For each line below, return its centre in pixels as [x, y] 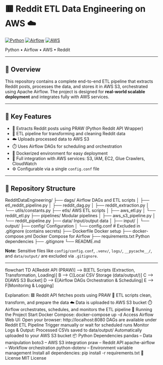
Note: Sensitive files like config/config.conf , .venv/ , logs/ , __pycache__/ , [79, 251]
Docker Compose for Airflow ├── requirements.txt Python [91, 236]
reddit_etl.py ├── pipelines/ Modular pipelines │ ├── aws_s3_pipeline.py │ [80, 216]
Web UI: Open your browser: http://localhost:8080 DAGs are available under [81, 320]
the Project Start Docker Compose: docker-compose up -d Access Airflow [79, 315]
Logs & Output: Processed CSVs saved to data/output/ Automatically [73, 330]
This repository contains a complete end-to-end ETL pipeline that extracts [79, 81]
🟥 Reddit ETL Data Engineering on [75, 9]
